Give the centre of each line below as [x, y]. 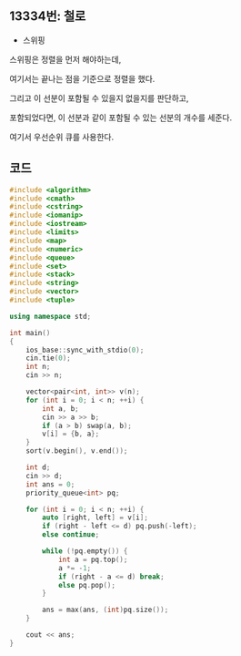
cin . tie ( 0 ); [48, 358]
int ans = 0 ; [50, 484]
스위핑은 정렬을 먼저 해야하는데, [65, 59]
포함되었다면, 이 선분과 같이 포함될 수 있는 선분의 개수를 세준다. [121, 118]
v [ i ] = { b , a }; [71, 434]
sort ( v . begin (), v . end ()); [77, 451]
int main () [30, 333]
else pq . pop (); [87, 585]
